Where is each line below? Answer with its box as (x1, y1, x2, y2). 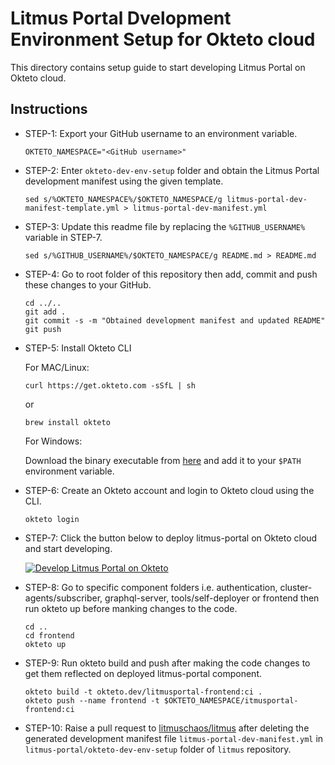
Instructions (10, 101, 88, 118)
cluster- (279, 581, 313, 593)
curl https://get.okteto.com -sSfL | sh (24, 380, 196, 391)
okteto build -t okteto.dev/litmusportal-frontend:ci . (24, 687, 263, 697)
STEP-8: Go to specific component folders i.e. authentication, (24, 581, 278, 593)
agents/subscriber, (24, 592, 103, 604)
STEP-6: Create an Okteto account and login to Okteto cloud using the (24, 484, 315, 496)
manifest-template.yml (24, 203, 120, 213)
